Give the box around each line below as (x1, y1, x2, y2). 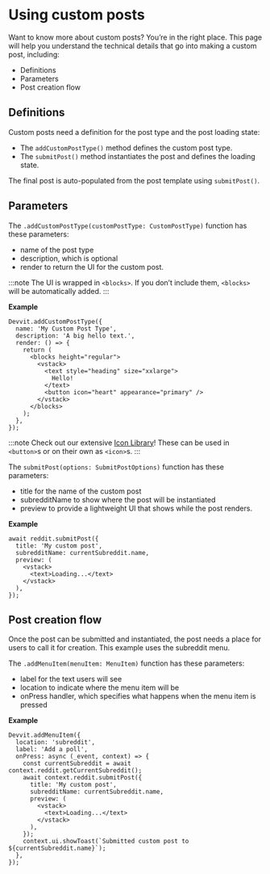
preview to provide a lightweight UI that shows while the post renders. (19, 503, 252, 513)
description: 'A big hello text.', (15, 331, 135, 340)
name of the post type (19, 245, 94, 254)
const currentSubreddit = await (23, 759, 131, 768)
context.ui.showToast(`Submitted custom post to (23, 838, 189, 846)
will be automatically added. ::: (8, 286, 110, 296)
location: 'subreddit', (15, 738, 95, 746)
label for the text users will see (19, 674, 123, 684)
